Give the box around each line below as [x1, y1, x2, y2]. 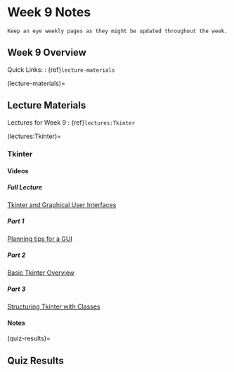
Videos [7, 167, 29, 175]
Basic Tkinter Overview [7, 268, 75, 277]
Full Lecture [7, 182, 43, 191]
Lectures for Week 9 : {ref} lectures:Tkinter [7, 118, 136, 127]
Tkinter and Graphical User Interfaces [7, 201, 117, 209]
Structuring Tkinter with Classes [7, 302, 100, 311]
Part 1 [7, 216, 25, 225]
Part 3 [7, 285, 26, 293]
